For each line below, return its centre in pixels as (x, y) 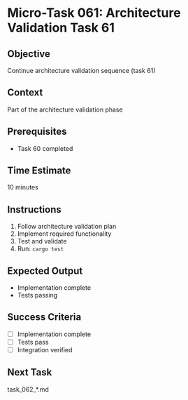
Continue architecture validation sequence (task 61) (81, 71)
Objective (29, 54)
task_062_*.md (28, 389)
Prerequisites (37, 132)
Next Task (30, 372)
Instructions (34, 209)
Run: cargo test (41, 249)
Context (25, 93)
